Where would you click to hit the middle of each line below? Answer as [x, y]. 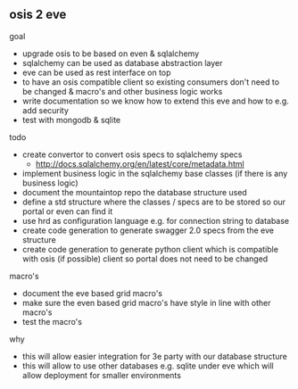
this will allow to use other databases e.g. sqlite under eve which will [148, 366]
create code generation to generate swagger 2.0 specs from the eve [148, 230]
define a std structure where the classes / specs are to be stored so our [154, 202]
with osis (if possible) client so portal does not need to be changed [145, 259]
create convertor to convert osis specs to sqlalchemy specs [132, 154]
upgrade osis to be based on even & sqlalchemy [110, 54]
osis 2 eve [38, 15]
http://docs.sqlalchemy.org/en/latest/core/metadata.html [140, 163]
